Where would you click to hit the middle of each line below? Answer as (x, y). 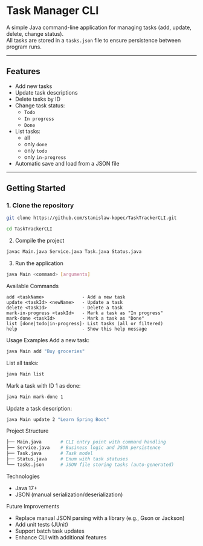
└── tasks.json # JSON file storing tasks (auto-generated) (90, 465)
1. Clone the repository (40, 206)
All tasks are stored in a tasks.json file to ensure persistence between (94, 40)
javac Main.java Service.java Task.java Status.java (74, 252)
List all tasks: (22, 363)
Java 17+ (26, 488)
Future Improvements (33, 506)
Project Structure (27, 431)
